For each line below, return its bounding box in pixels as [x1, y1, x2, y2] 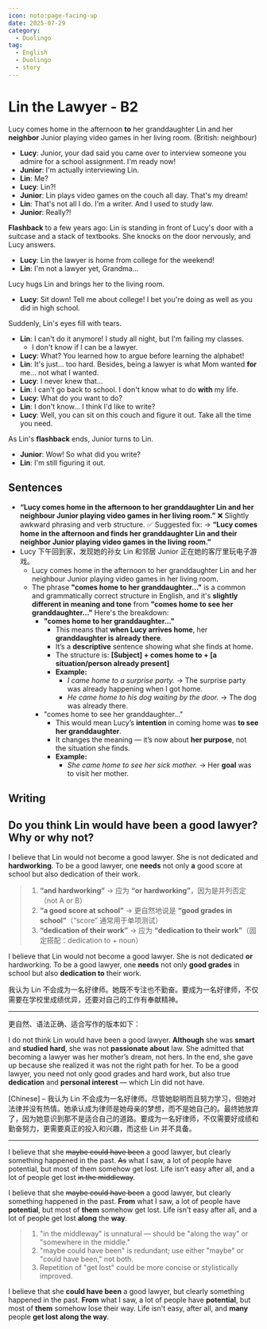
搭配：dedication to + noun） [46, 935, 143, 945]
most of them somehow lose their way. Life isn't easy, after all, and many [8, 1304, 249, 1313]
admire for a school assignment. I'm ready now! [19, 156, 176, 166]
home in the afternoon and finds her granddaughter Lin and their [19, 528, 238, 538]
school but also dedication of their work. [8, 869, 141, 879]
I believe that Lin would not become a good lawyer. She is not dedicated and [8, 852, 258, 861]
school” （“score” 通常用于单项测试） [39, 915, 163, 925]
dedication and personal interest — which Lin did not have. [8, 1077, 205, 1087]
